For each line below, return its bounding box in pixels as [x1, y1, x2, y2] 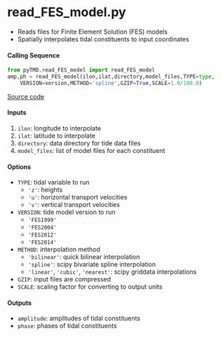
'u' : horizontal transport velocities [27, 193, 128, 201]
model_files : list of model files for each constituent [17, 146, 166, 154]
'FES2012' [27, 232, 58, 239]
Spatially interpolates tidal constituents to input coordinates [17, 34, 189, 43]
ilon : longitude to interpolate [17, 124, 102, 132]
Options [7, 162, 32, 171]
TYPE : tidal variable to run [17, 178, 90, 187]
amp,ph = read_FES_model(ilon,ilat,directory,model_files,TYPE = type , [7, 73, 215, 81]
